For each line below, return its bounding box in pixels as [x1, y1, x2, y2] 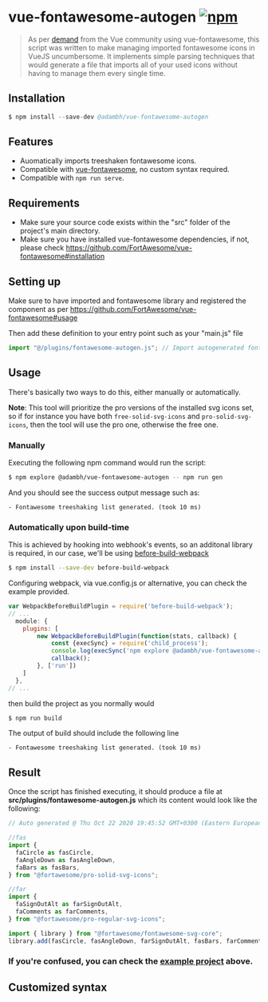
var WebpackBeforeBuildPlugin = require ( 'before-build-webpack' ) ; [8, 602, 234, 611]
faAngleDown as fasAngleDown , [15, 856, 116, 864]
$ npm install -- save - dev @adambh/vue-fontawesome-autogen [8, 113, 209, 121]
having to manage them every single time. [27, 68, 166, 78]
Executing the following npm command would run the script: [8, 458, 207, 468]
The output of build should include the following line [8, 729, 179, 738]
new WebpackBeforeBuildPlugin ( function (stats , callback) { [37, 632, 238, 640]
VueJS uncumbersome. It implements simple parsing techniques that [27, 51, 255, 61]
